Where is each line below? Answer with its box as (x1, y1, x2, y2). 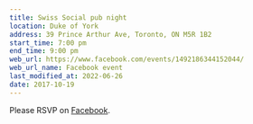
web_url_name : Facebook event (9, 64, 124, 73)
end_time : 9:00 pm (9, 47, 79, 56)
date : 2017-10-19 (9, 80, 75, 89)
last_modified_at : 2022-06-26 (9, 72, 124, 81)
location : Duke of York (9, 22, 99, 31)
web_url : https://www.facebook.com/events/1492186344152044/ (9, 55, 245, 64)
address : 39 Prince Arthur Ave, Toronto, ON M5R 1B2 (9, 30, 212, 39)
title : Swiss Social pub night (9, 13, 127, 22)
